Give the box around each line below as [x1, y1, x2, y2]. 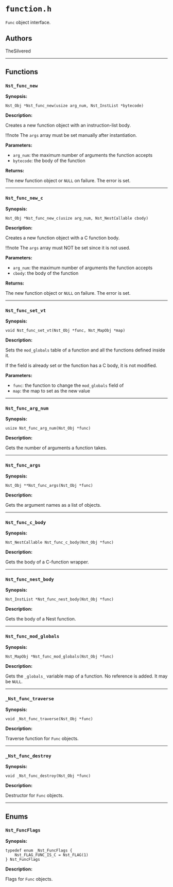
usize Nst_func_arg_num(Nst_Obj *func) [5, 426, 91, 431]
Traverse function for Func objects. [5, 735, 79, 741]
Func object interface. [5, 19, 51, 25]
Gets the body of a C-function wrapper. [5, 559, 89, 565]
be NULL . [5, 678, 23, 684]
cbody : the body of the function [12, 270, 79, 276]
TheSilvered [5, 48, 31, 54]
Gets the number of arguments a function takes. [5, 445, 107, 451]
